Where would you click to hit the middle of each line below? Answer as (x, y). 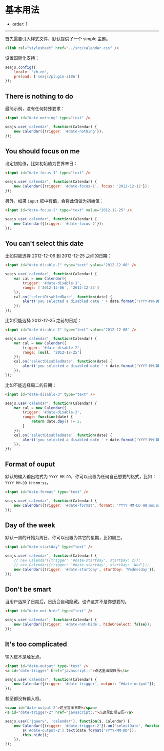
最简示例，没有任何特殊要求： (35, 109)
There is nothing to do (39, 96)
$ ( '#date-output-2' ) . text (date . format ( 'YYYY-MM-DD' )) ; (80, 730)
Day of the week (30, 525)
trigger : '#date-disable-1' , (52, 283)
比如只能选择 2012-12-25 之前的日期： (43, 320)
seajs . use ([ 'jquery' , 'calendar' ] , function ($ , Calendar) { (68, 721)
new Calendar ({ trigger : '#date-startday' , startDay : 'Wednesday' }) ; (85, 570)
